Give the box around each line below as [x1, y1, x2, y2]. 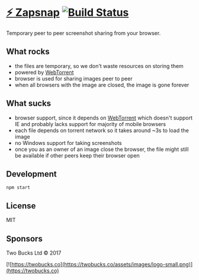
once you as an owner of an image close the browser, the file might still [14, 146, 189, 153]
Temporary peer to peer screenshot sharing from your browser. [6, 29, 161, 37]
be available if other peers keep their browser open [14, 152, 140, 159]
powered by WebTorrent [14, 69, 74, 76]
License [6, 201, 36, 211]
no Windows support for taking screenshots [14, 139, 123, 146]
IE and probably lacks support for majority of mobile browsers [14, 120, 166, 127]
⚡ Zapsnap [6, 6, 60, 20]
